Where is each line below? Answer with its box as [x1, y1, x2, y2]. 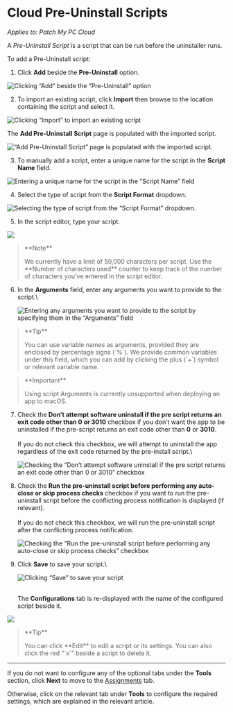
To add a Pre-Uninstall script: [7, 54, 91, 63]
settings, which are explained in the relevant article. [7, 697, 155, 705]
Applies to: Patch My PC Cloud [7, 28, 96, 36]
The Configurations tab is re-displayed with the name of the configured [17, 594, 223, 602]
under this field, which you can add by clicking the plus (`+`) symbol [24, 355, 218, 364]
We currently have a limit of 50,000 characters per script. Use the [24, 257, 212, 265]
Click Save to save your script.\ [17, 560, 107, 568]
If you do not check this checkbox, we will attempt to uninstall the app [17, 439, 217, 448]
